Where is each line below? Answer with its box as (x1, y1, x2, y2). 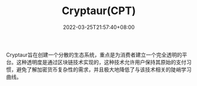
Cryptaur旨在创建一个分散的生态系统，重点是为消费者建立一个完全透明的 (6, 51, 182, 58)
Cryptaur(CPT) (61, 4, 136, 18)
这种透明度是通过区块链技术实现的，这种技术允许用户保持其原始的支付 (16, 58, 186, 65)
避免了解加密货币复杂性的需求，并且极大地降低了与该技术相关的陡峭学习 (16, 66, 192, 73)
